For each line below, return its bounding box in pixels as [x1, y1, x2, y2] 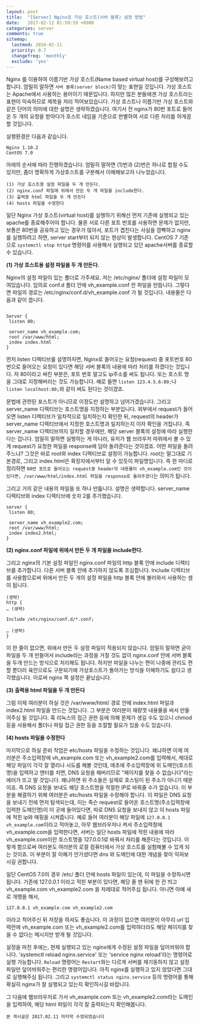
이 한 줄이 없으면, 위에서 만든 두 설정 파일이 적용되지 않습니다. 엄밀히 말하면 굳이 [6, 644, 191, 651]
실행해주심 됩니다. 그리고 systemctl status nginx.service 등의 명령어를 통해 [12, 973, 194, 980]
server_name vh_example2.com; [8, 519, 84, 526]
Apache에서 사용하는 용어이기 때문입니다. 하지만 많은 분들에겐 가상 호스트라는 [12, 90, 193, 97]
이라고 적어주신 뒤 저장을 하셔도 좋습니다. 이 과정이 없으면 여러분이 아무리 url [6, 916, 184, 923]
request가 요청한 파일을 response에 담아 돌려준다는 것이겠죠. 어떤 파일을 [12, 442, 182, 449]
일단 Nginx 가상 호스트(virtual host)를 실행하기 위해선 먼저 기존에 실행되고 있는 [6, 212, 189, 219]
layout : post [6, 8, 39, 15]
